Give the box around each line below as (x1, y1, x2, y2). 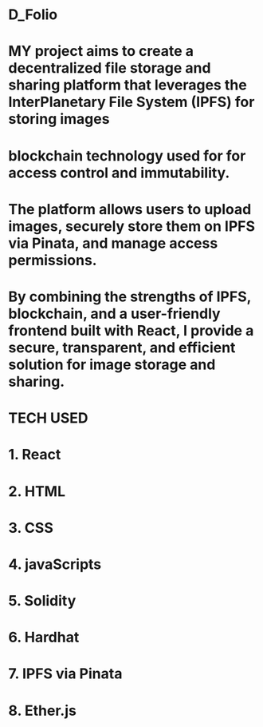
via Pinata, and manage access (8, 234, 218, 252)
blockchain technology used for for (8, 146, 246, 165)
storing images (8, 110, 110, 129)
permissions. (8, 251, 97, 269)
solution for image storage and (8, 356, 216, 373)
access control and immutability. (8, 164, 230, 181)
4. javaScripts (8, 555, 102, 573)
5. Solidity (8, 592, 77, 610)
